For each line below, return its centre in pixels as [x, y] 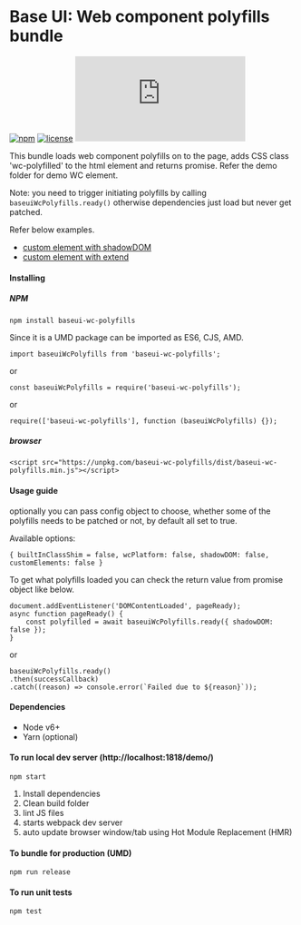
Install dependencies [62, 794]
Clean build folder [56, 803]
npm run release [40, 872]
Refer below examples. [52, 230]
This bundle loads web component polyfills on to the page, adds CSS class [149, 155]
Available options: [43, 538]
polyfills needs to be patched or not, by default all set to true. [123, 520]
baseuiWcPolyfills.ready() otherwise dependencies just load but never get [150, 202]
